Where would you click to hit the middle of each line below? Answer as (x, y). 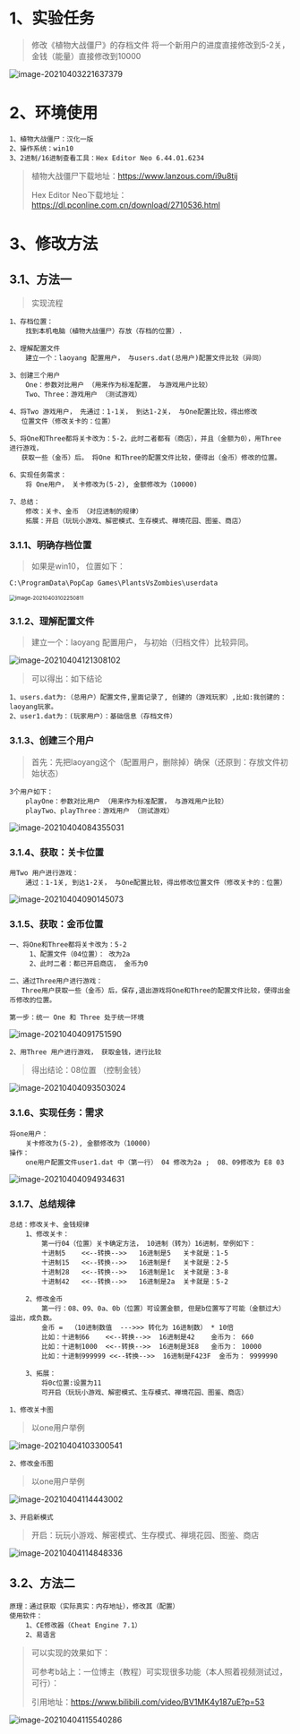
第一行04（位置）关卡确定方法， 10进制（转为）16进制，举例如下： (149, 1243)
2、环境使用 (54, 113)
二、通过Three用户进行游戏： (56, 982)
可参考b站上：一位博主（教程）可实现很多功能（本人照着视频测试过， (159, 1671)
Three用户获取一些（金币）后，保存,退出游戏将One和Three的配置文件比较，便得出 (153, 991)
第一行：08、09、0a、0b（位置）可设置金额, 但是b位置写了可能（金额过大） (163, 1309)
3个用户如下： (31, 792)
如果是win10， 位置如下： (78, 566)
